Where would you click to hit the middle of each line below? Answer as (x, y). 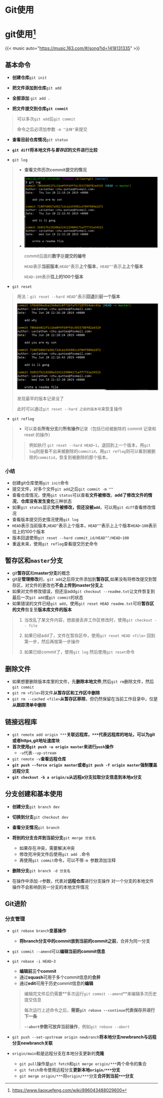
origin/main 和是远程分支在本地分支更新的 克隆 (58, 1053)
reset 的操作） (38, 435)
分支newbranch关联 (32, 1043)
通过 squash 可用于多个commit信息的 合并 (60, 977)
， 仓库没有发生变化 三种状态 (44, 501)
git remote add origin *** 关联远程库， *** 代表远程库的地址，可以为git (83, 734)
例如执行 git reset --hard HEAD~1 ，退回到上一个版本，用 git (90, 445)
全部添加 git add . (31, 98)
